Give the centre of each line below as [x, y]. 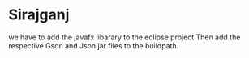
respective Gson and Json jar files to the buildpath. [94, 45]
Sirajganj [39, 15]
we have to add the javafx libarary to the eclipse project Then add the [124, 37]
